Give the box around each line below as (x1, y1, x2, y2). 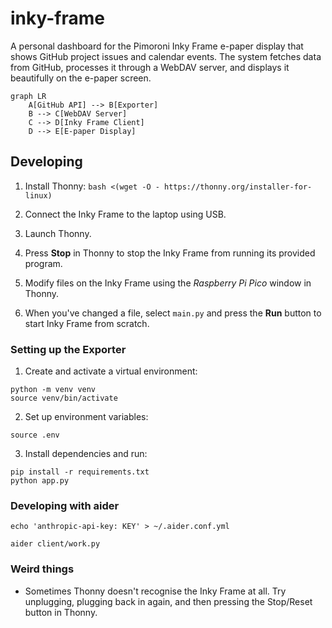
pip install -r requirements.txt (10, 467, 150, 477)
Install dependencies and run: (24, 448, 148, 460)
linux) (24, 190, 53, 201)
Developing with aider (10, 498, 120, 512)
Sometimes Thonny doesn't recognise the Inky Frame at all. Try (24, 585, 287, 597)
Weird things (10, 562, 75, 576)
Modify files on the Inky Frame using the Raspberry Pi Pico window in (24, 277, 312, 289)
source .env (10, 430, 60, 441)
